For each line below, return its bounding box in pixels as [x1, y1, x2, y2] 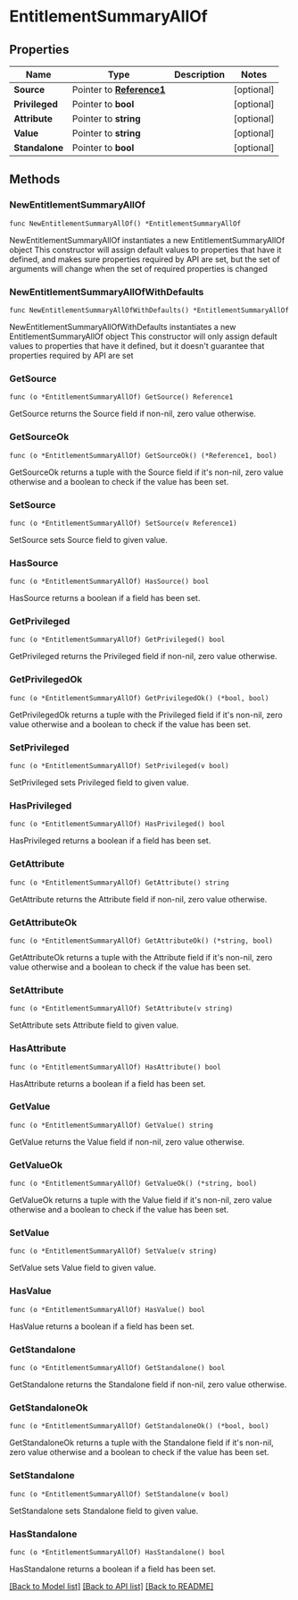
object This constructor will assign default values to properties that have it [9, 244, 282, 255]
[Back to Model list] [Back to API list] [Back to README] [9, 1580, 214, 1591]
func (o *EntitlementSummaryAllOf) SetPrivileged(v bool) [9, 762, 229, 771]
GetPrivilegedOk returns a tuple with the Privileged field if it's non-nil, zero [9, 709, 283, 720]
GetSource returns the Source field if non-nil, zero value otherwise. [9, 409, 257, 419]
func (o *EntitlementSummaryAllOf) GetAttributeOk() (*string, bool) [9, 936, 274, 945]
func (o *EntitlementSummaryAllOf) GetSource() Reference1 [9, 393, 234, 402]
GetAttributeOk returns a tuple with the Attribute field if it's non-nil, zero [9, 952, 273, 962]
